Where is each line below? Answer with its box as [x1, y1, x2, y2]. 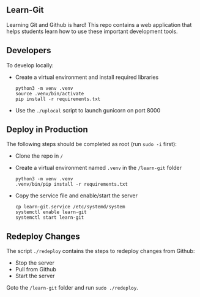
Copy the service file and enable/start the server [15, 192, 138, 199]
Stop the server [15, 259, 55, 266]
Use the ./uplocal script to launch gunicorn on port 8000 [15, 106, 161, 114]
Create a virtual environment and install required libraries [15, 73, 159, 81]
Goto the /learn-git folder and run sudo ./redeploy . [6, 284, 139, 291]
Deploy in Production [6, 125, 88, 135]
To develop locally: [6, 61, 54, 69]
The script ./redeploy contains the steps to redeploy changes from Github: [6, 248, 195, 255]
